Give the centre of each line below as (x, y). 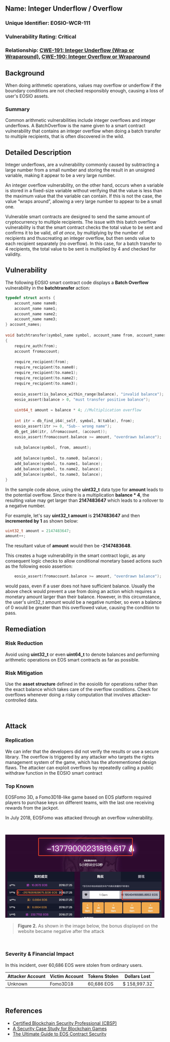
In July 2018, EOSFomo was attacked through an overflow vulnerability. (79, 818)
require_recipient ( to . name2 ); (46, 378)
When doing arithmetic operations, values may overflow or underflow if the (83, 85)
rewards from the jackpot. (32, 808)
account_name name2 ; (36, 314)
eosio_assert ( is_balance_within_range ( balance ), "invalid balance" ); (89, 394)
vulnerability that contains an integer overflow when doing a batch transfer (83, 131)
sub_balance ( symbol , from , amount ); (53, 448)
